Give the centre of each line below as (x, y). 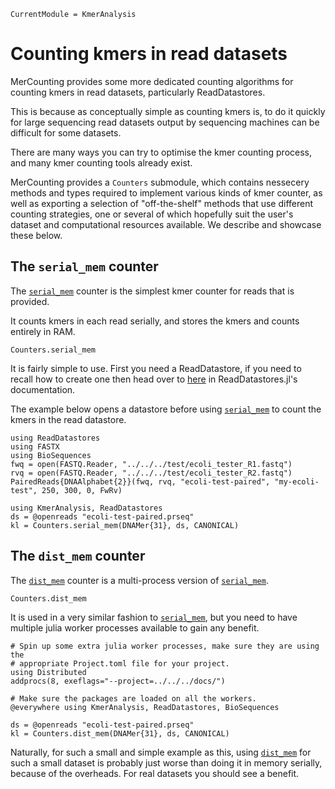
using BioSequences (51, 455)
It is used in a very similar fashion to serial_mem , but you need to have (154, 617)
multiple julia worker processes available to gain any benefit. (135, 627)
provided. (30, 301)
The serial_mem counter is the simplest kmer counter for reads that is (152, 291)
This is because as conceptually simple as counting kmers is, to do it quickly (168, 111)
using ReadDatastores (55, 438)
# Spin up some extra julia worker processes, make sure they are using (165, 646)
